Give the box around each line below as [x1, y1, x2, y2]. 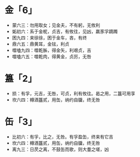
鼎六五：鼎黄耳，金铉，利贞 [12, 41, 70, 47]
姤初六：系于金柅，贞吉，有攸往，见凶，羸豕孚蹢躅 [12, 28, 118, 34]
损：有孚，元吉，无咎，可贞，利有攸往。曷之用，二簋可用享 [12, 90, 135, 96]
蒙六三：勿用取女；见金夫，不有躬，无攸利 [12, 22, 100, 28]
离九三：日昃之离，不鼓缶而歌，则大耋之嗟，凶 [12, 146, 109, 152]
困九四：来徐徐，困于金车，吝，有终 [12, 35, 87, 41]
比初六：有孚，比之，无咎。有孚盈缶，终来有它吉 [12, 133, 113, 139]
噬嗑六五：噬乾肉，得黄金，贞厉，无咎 [12, 53, 91, 59]
